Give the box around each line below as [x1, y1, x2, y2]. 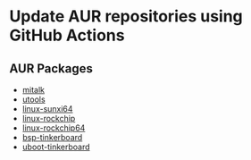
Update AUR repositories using [9, 6, 243, 27]
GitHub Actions [9, 25, 125, 46]
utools [21, 94, 46, 105]
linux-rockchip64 [21, 122, 86, 133]
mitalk [21, 85, 46, 95]
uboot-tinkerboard [21, 141, 91, 152]
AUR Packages [9, 61, 94, 76]
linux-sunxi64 [21, 104, 73, 114]
